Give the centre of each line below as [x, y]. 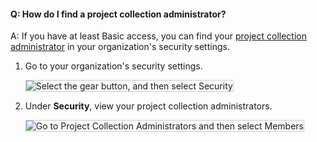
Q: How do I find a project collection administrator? [118, 14]
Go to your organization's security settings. [113, 66]
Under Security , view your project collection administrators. [148, 106]
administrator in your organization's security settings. [120, 47]
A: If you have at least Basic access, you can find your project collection [158, 36]
